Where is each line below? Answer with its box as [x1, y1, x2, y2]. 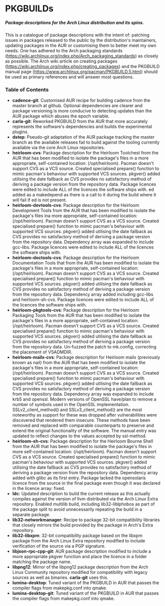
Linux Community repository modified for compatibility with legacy [12, 569, 148, 575]
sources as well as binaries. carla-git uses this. [12, 574, 108, 580]
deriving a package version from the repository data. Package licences [12, 181, 156, 188]
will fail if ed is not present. [12, 197, 67, 203]
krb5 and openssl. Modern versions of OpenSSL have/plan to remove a [12, 396, 157, 402]
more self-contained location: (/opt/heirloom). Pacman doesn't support [12, 449, 157, 454]
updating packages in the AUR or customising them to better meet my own [5, 42, 157, 48]
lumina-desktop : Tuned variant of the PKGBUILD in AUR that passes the [12, 580, 159, 586]
